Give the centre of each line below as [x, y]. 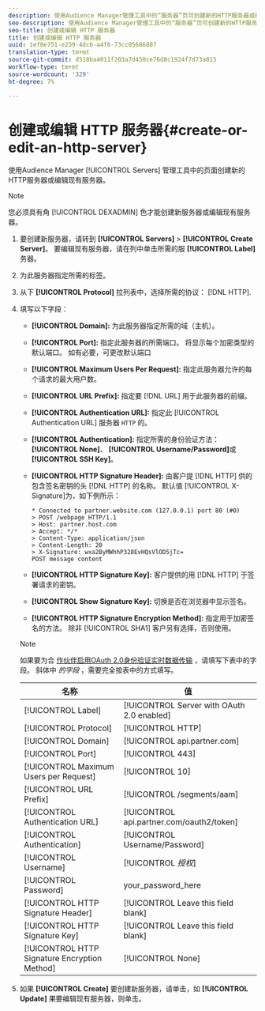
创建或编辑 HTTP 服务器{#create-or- [128, 130]
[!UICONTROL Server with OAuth [184, 706]
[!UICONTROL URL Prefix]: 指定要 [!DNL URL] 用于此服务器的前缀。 [142, 396]
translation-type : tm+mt [49, 52]
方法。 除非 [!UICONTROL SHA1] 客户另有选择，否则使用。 [140, 628]
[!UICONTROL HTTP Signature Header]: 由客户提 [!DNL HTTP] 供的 [142, 476]
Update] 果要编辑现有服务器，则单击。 [82, 999]
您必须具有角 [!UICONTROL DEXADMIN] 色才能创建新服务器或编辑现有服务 [129, 212]
